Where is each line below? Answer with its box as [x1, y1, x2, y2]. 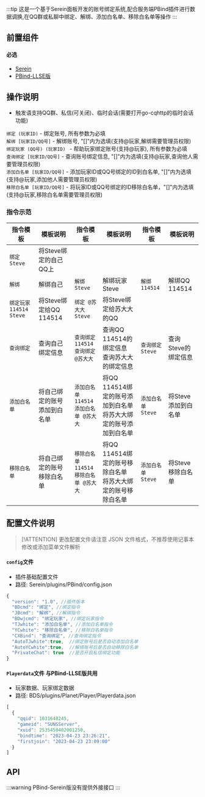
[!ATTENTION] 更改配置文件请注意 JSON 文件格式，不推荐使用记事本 [21, 535, 194, 543]
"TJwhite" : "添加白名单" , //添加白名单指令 [12, 621, 113, 628]
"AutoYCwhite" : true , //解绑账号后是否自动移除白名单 [12, 644, 138, 651]
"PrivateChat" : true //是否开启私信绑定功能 [12, 650, 120, 656]
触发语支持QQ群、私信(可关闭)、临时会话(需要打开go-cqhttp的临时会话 [15, 109, 194, 116]
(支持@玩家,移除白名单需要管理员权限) [6, 191, 103, 198]
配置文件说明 [6, 518, 55, 529]
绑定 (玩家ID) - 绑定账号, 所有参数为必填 [6, 130, 106, 137]
